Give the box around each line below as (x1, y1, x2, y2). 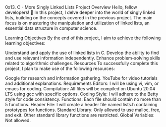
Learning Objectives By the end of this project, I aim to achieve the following (5, 35, 161, 41)
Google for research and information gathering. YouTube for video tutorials (5, 75, 158, 81)
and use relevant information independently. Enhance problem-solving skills (5, 55, 160, 61)
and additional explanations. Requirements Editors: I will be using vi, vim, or (5, 80, 159, 86)
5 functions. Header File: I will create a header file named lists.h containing (5, 102, 158, 107)
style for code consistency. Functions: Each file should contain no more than (5, 96, 162, 102)
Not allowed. (5, 118, 31, 123)
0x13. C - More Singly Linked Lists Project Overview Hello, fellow (5, 4, 137, 10)
